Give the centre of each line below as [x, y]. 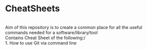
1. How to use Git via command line [41, 43]
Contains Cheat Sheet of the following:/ [45, 38]
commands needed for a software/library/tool [51, 32]
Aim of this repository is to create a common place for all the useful [74, 27]
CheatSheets [33, 9]
